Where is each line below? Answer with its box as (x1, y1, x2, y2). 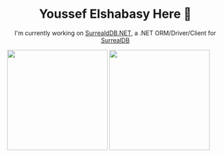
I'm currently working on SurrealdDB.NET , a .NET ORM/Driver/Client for (14, 29, 216, 37)
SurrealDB (100, 36, 130, 44)
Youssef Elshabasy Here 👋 (38, 6, 192, 22)
